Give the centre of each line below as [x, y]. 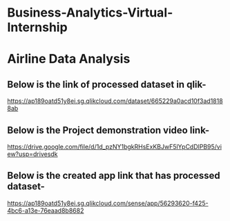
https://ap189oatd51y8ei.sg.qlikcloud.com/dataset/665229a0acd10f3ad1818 [115, 101]
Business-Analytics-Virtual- [90, 13]
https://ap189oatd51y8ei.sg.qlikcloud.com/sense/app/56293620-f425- [108, 203]
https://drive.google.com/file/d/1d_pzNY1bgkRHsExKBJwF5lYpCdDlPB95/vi [115, 147]
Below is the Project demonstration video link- [108, 130]
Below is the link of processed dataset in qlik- [107, 84]
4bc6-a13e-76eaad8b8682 [46, 210]
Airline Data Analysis [69, 59]
